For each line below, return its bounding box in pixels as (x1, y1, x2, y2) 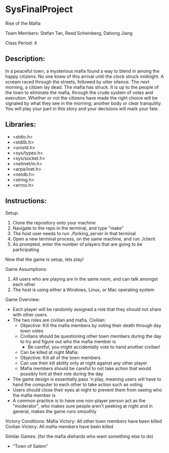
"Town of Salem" (12, 443, 48, 449)
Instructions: (5, 196, 47, 205)
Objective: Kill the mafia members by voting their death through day (20, 323, 161, 329)
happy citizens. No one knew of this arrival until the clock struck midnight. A (5, 73, 164, 79)
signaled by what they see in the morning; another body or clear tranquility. (5, 100, 162, 106)
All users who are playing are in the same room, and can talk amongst (12, 276, 158, 282)
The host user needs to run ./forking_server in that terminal (12, 231, 136, 237)
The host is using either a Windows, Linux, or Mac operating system (12, 287, 154, 293)
